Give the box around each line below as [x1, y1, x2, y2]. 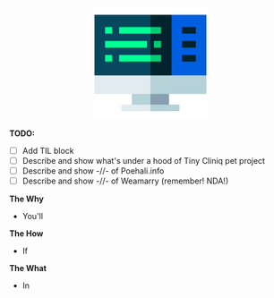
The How [9, 228, 44, 239]
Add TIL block [21, 146, 74, 156]
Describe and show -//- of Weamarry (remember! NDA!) [21, 175, 229, 186]
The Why [9, 193, 45, 204]
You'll [21, 211, 43, 222]
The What [9, 263, 47, 274]
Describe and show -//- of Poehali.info [21, 166, 165, 176]
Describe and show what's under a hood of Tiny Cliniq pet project [21, 156, 266, 166]
